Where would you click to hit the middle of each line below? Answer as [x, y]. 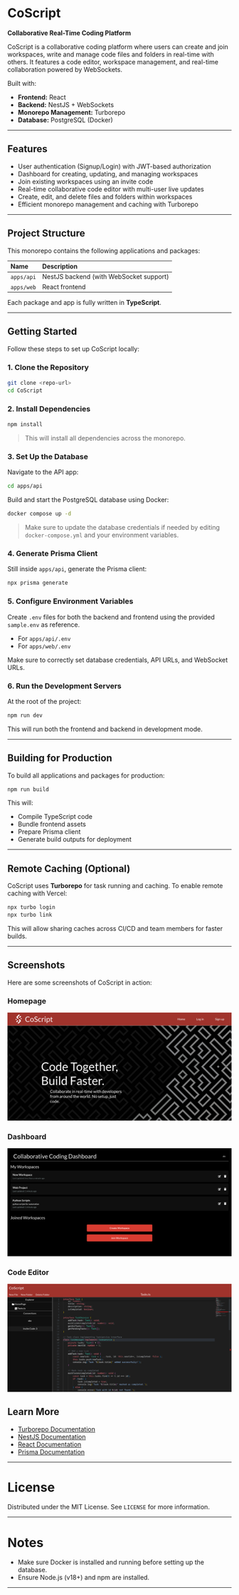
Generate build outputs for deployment [74, 840]
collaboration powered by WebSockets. [65, 69]
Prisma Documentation [51, 1451]
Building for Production [60, 758]
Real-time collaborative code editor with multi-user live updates [111, 189]
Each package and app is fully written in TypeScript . [84, 303]
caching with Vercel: [37, 893]
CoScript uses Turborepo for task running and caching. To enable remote [115, 886]
